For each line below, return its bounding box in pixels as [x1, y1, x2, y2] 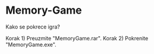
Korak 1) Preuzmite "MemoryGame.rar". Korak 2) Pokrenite [5, 34, 149, 42]
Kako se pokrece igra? [5, 23, 60, 30]
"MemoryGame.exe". [5, 41, 57, 48]
